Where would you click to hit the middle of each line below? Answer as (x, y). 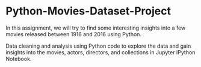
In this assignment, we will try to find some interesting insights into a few (96, 28)
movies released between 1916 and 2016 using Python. (74, 34)
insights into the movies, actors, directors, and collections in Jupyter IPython (100, 52)
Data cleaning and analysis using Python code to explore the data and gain (98, 46)
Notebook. (19, 59)
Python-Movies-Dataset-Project (88, 11)
